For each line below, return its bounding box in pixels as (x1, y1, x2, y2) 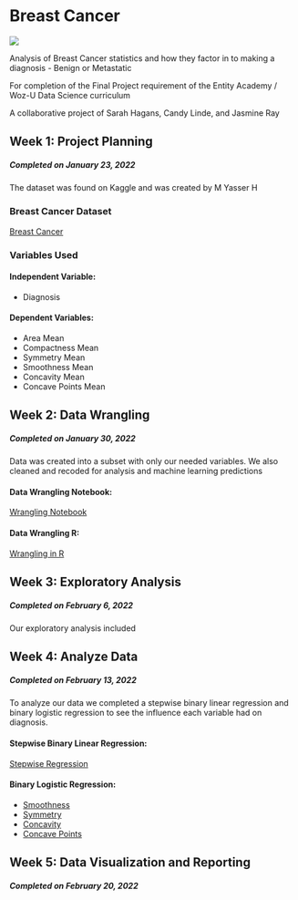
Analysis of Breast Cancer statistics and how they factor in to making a (9, 52, 275, 64)
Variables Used (9, 248, 79, 261)
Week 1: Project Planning (9, 134, 153, 150)
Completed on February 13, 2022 (9, 675, 137, 686)
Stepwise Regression (9, 758, 88, 769)
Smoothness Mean (22, 361, 94, 372)
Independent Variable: (9, 271, 97, 283)
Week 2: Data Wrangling (9, 408, 150, 423)
